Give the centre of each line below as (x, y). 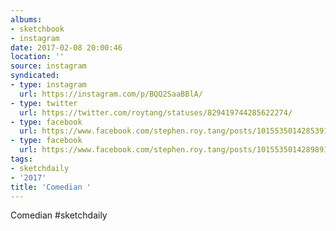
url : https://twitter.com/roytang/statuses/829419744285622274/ (156, 112)
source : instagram (48, 66)
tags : (21, 159)
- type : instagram (48, 85)
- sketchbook (37, 29)
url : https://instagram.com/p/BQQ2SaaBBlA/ (111, 94)
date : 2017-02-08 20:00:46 (66, 47)
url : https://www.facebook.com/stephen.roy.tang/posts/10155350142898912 (176, 150)
